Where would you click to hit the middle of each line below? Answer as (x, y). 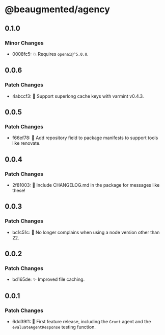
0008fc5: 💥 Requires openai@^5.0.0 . (50, 54)
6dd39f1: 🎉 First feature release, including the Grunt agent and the (81, 321)
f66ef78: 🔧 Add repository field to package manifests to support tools (85, 138)
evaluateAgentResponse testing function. (54, 327)
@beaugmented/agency (58, 9)
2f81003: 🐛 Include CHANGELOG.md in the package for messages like (86, 185)
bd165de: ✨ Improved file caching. (48, 279)
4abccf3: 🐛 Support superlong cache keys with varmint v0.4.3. (78, 96)
